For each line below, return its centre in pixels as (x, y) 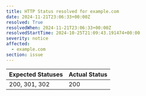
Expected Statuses (36, 74)
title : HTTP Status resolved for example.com (62, 11)
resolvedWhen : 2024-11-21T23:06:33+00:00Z (59, 28)
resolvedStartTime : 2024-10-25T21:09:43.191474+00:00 (73, 33)
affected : (18, 44)
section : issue (25, 55)
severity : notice (27, 38)
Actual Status (88, 74)
